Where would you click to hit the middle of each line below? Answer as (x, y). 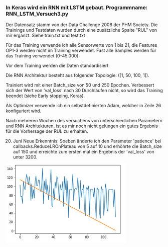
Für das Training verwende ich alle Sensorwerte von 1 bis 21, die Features (81, 45)
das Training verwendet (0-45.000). (43, 56)
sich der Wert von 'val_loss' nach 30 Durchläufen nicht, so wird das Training (84, 91)
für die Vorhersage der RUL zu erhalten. (47, 131)
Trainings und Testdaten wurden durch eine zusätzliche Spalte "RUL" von (81, 30)
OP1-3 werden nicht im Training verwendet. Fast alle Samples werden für (81, 51)
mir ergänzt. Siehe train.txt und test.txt (46, 35)
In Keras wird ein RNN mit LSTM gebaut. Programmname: (77, 8)
